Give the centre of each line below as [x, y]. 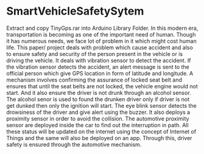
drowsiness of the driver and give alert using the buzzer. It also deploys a [98, 112]
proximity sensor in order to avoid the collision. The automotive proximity [98, 118]
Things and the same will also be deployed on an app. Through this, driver [99, 138]
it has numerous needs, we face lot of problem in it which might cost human [101, 41]
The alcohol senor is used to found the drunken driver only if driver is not [98, 99]
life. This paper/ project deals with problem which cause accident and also [100, 47]
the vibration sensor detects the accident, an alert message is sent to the [98, 67]
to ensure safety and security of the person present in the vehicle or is [95, 54]
